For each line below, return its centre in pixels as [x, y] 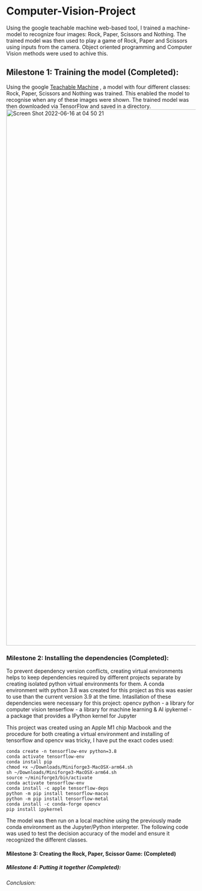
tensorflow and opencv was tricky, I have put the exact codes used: [90, 740]
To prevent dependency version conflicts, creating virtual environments [95, 671]
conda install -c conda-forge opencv [54, 804]
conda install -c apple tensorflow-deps [58, 789]
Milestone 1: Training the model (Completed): [93, 73]
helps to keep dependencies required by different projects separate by [94, 678]
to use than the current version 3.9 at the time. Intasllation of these [89, 697]
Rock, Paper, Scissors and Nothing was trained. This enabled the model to [98, 93]
